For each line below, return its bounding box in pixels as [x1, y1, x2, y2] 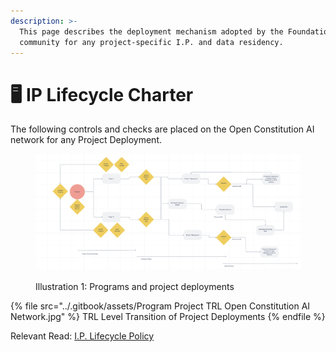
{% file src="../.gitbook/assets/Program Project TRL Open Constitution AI [10, 300, 311, 312]
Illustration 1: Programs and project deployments [35, 281, 235, 293]
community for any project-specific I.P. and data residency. [19, 37, 284, 47]
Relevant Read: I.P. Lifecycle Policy [10, 330, 155, 342]
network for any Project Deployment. [10, 134, 163, 146]
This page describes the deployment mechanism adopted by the [19, 26, 284, 37]
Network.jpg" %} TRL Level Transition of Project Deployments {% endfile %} [10, 311, 326, 323]
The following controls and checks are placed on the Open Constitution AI [10, 123, 315, 135]
